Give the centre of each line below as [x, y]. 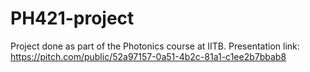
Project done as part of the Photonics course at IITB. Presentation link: [155, 46]
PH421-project [72, 18]
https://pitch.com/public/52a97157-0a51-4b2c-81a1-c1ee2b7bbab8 [148, 56]
